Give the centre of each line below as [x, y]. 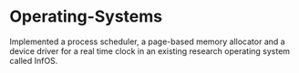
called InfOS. [34, 60]
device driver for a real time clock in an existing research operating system [149, 50]
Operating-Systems [86, 17]
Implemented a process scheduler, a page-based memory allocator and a [147, 41]
